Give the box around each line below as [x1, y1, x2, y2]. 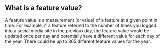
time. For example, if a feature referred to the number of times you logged [5, 22, 157, 28]
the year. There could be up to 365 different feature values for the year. [5, 38, 151, 44]
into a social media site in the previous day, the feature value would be [5, 27, 149, 34]
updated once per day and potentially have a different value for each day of [5, 33, 160, 39]
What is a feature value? [5, 4, 82, 12]
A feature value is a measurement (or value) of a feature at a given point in [5, 17, 158, 23]
